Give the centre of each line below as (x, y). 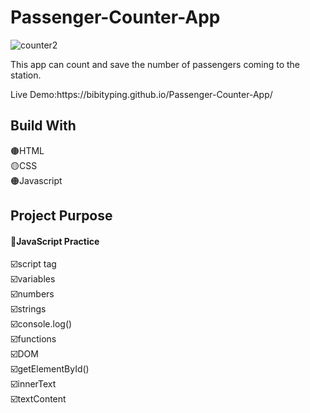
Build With (43, 126)
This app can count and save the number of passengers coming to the (155, 64)
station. (26, 75)
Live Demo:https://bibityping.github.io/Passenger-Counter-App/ (141, 94)
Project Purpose (61, 216)
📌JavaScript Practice (55, 241)
